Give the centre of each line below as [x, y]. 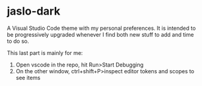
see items [28, 77]
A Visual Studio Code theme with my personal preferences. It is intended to [101, 28]
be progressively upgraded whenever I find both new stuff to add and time [100, 34]
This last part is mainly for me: [45, 52]
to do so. [18, 41]
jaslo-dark [34, 11]
